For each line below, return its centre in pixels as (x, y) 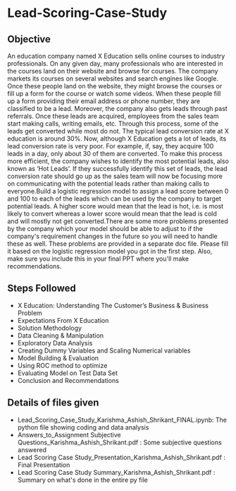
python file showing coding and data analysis (83, 427)
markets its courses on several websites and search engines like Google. (113, 78)
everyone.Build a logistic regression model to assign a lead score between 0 (118, 191)
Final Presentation (44, 465)
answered (32, 449)
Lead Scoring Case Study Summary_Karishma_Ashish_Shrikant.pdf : (116, 472)
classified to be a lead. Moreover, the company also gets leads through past (117, 108)
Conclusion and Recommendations (68, 380)
